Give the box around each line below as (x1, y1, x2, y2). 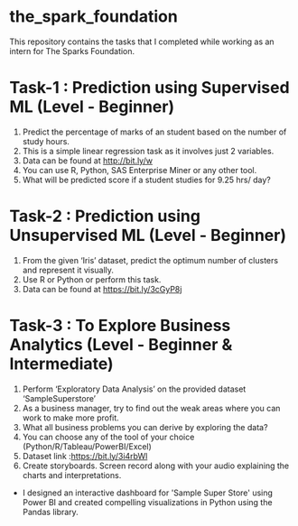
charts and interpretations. (22, 469, 122, 480)
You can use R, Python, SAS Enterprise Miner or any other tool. (22, 164, 257, 175)
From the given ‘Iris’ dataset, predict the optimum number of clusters (22, 254, 278, 265)
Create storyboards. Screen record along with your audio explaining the (22, 460, 290, 471)
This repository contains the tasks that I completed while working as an (9, 36, 275, 47)
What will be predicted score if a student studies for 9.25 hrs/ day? (22, 174, 271, 185)
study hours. (22, 135, 70, 146)
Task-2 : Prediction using (9, 206, 201, 226)
